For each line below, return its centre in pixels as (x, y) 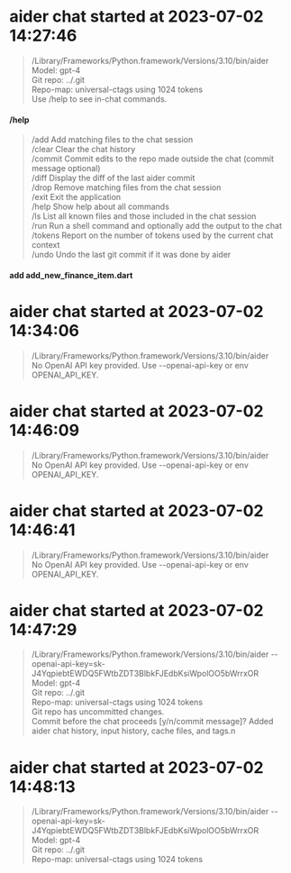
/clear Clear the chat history (83, 150)
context (45, 245)
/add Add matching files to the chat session (112, 140)
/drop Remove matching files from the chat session (126, 187)
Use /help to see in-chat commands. (99, 99)
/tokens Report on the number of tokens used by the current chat (152, 235)
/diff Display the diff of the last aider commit (113, 178)
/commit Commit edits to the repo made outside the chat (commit (153, 159)
